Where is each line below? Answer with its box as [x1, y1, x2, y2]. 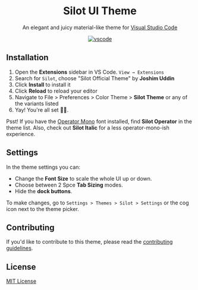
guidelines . [6, 245, 33, 252]
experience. [6, 130, 36, 137]
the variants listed [14, 100, 59, 107]
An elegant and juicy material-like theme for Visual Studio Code [22, 24, 178, 31]
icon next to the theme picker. [6, 205, 79, 212]
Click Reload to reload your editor [14, 87, 98, 94]
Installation [6, 52, 49, 63]
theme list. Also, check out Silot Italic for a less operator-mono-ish [6, 124, 169, 131]
